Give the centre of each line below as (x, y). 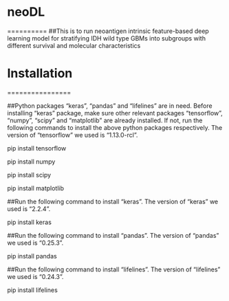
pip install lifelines (33, 290)
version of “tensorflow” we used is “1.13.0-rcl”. (73, 135)
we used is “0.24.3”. (35, 276)
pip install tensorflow (37, 148)
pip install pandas (32, 256)
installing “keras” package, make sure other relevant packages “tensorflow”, (115, 113)
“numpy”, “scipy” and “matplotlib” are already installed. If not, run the (105, 120)
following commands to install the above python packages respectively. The (115, 127)
